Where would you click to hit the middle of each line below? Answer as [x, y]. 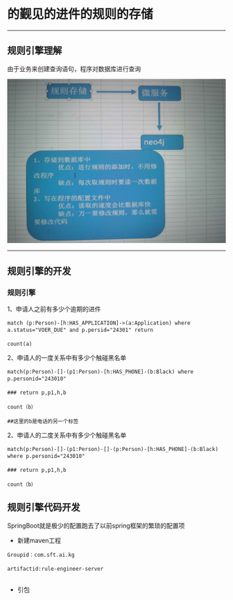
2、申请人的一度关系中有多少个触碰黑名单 [67, 357]
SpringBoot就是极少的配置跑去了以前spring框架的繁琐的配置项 [96, 526]
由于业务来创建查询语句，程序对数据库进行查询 [74, 69]
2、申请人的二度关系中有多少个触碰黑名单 [67, 435]
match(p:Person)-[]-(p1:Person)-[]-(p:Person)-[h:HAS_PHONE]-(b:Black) [113, 449]
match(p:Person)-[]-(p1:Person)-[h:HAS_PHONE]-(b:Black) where [101, 372]
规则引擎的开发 [39, 271]
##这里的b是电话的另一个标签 [43, 421]
